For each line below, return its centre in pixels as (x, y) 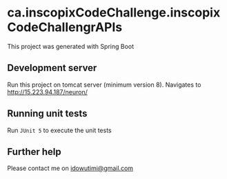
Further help (34, 152)
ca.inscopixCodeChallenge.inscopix (114, 13)
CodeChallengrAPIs (65, 27)
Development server (52, 68)
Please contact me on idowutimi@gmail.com (70, 168)
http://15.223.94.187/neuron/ (47, 92)
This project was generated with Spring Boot (71, 46)
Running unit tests (47, 114)
